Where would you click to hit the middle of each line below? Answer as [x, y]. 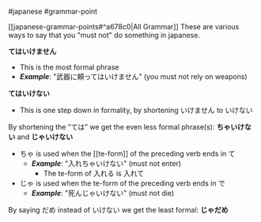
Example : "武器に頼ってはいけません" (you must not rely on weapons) [133, 77]
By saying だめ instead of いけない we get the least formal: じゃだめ [118, 210]
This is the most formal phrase [69, 67]
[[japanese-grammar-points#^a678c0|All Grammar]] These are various [124, 26]
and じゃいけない [45, 137]
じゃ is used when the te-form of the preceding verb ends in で [122, 183]
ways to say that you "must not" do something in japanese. [104, 35]
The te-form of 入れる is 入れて [94, 173]
